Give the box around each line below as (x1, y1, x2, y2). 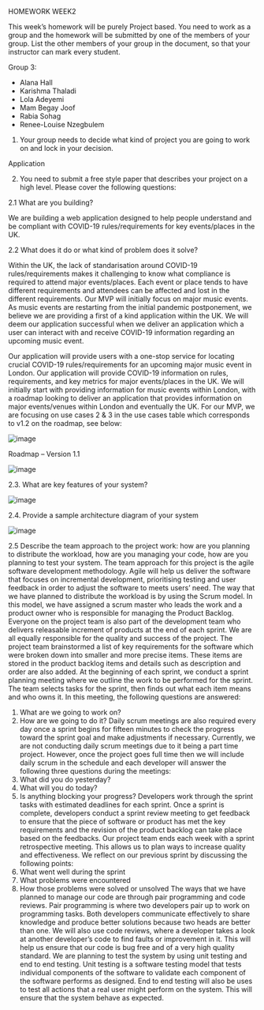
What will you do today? (19, 783, 99, 793)
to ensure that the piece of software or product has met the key (19, 817, 226, 826)
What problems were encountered (19, 876, 132, 884)
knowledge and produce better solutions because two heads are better (19, 918, 251, 927)
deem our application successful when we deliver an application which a (8, 319, 244, 329)
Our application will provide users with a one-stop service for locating (8, 352, 235, 360)
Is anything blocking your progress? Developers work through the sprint (19, 792, 254, 801)
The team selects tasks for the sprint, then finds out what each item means (8, 684, 251, 693)
